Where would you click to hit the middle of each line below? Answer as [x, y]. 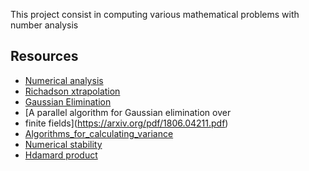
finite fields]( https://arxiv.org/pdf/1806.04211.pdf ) [126, 123]
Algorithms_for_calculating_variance [99, 133]
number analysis [44, 25]
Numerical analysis [64, 80]
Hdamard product [61, 155]
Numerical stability [63, 144]
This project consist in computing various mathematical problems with [155, 14]
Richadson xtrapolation [72, 91]
